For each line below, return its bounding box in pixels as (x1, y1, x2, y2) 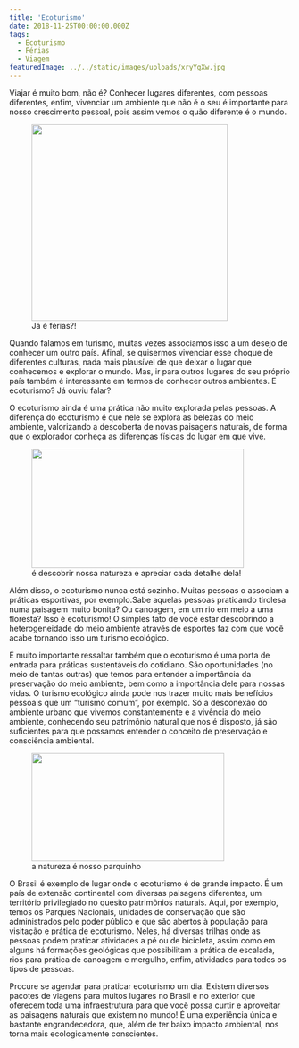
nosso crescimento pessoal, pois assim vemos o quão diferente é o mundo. (9, 106, 287, 117)
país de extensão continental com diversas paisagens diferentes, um (9, 887, 262, 898)
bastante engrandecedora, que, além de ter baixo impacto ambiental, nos (9, 1019, 279, 1029)
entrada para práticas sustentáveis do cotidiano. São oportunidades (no (9, 658, 274, 670)
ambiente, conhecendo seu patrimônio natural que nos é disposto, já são (9, 716, 278, 726)
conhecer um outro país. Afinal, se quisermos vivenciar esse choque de (9, 347, 274, 357)
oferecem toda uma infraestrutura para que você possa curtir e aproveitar (9, 1000, 281, 1010)
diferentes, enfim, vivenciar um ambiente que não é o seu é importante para (9, 96, 288, 107)
